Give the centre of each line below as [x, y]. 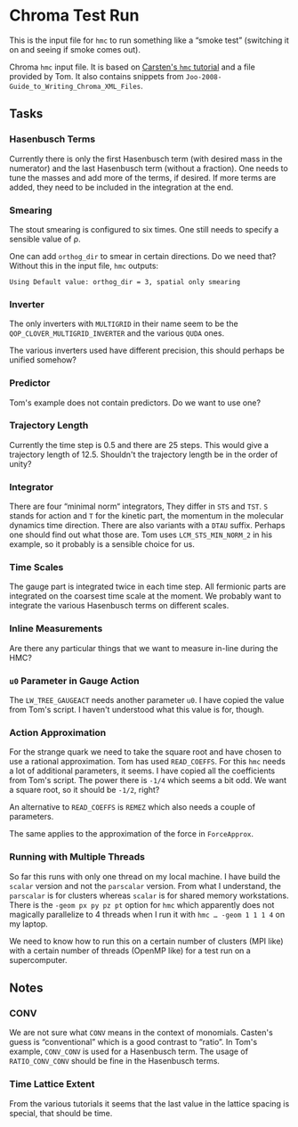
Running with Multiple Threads [77, 857]
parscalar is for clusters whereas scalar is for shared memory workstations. [149, 895]
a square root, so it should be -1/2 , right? [85, 790]
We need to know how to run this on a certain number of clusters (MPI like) [146, 941]
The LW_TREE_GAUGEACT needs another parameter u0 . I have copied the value [147, 700]
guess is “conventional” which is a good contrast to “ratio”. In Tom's [133, 1042]
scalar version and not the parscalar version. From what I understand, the [145, 886]
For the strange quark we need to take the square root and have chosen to [145, 752]
